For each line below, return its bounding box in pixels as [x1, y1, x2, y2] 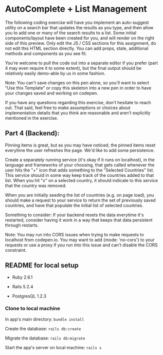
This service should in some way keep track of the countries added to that [5, 172, 154, 178]
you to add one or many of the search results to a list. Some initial [5, 30, 137, 36]
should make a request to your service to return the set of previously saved [5, 197, 156, 203]
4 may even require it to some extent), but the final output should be [5, 65, 142, 71]
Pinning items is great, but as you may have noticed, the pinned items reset [5, 142, 156, 148]
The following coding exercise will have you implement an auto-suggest [5, 19, 149, 25]
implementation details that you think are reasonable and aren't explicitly [5, 110, 151, 115]
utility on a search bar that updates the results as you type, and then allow [5, 24, 154, 30]
